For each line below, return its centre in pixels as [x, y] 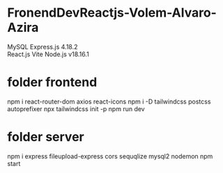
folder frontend [52, 82]
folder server [46, 137]
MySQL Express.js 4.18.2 [43, 47]
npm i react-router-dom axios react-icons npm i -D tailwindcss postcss [109, 101]
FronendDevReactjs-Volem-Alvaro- [112, 13]
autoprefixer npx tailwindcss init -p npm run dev [76, 108]
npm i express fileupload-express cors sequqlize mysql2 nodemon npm [110, 156]
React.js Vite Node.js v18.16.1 [48, 54]
